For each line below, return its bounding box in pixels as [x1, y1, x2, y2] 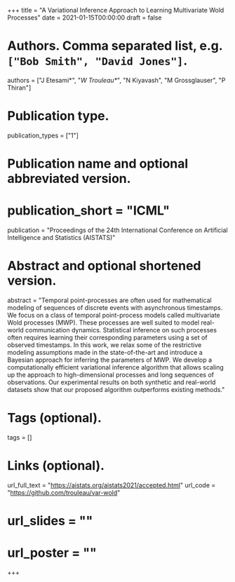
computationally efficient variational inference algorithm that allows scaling [7, 363, 224, 371]
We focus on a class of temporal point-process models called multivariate [7, 311, 220, 319]
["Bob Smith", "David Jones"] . [7, 53, 188, 69]
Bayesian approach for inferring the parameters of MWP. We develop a [7, 356, 213, 364]
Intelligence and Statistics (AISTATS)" [7, 234, 116, 241]
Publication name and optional [7, 156, 189, 172]
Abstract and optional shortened [7, 258, 201, 274]
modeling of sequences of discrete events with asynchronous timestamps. [7, 303, 223, 311]
